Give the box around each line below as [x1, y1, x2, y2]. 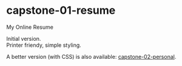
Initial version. [6, 35, 41, 42]
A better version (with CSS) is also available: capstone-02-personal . [6, 53, 177, 60]
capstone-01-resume [6, 4, 116, 17]
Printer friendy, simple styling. [6, 41, 82, 49]
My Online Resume [6, 23, 53, 31]
